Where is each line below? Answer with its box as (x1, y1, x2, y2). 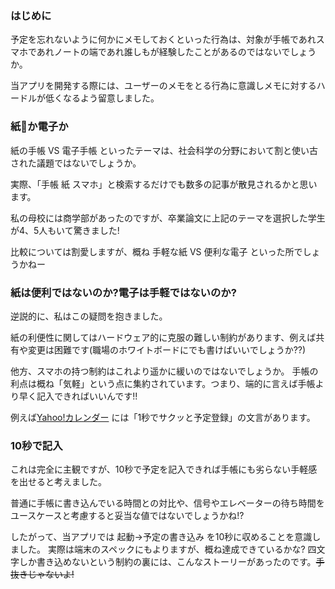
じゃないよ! (27, 568, 75, 581)
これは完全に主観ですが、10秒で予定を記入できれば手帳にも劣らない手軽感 (10, 463, 318, 476)
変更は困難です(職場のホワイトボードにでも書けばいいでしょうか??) (27, 343, 307, 356)
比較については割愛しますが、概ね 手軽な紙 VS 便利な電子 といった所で (10, 245, 303, 257)
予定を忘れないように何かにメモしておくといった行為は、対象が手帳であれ (10, 33, 317, 46)
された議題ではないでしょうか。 (10, 157, 142, 169)
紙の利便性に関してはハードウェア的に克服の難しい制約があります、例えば (10, 331, 317, 343)
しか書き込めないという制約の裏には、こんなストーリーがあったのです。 (18, 556, 317, 568)
